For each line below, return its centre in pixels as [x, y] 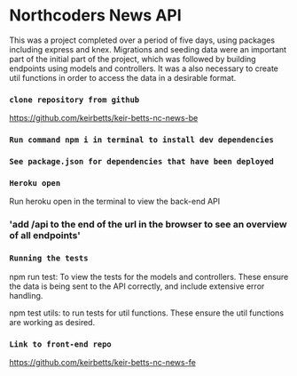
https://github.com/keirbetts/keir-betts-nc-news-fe [103, 362]
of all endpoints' [45, 236]
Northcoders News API [95, 16]
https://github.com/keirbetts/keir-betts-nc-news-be [104, 118]
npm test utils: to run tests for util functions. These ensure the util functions [147, 313]
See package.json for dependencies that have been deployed [142, 162]
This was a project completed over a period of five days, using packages [142, 40]
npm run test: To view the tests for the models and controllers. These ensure [149, 276]
